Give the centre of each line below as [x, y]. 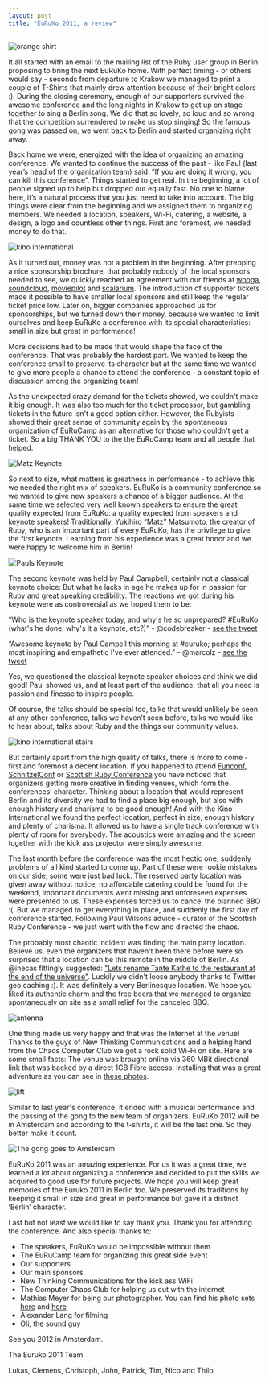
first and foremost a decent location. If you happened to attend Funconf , [128, 766]
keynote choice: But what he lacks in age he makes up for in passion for [127, 587]
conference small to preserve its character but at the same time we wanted [132, 364]
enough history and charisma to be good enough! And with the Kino [120, 809]
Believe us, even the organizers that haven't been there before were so [126, 951]
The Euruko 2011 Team [46, 1354]
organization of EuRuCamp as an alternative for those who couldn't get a [128, 430]
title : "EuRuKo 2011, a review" [62, 23]
